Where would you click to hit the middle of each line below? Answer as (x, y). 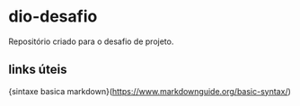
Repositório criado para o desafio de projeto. (91, 41)
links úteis (38, 70)
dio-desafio (53, 17)
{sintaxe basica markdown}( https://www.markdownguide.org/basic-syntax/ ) (150, 91)
